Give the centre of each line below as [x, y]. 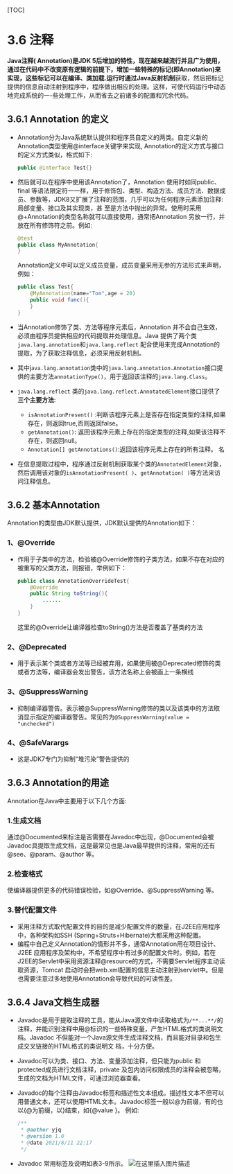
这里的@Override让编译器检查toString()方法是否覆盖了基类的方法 [110, 627]
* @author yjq [41, 1130]
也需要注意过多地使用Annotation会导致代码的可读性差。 [97, 978]
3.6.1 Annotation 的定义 [58, 120]
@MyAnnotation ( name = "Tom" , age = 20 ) [83, 294]
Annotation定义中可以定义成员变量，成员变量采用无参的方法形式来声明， [121, 265]
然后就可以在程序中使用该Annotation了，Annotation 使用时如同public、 [119, 182]
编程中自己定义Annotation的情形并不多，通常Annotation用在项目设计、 [118, 944]
